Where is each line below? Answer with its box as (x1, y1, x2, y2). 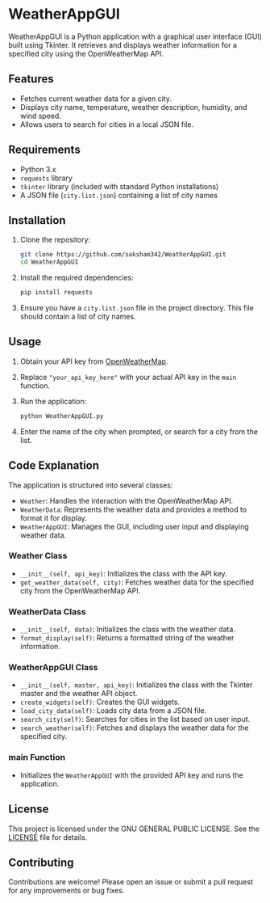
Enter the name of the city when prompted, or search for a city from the (19, 426, 258, 437)
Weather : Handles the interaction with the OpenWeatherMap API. (19, 496, 234, 505)
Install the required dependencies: (19, 272, 135, 283)
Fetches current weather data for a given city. (19, 94, 172, 103)
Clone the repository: (19, 235, 91, 245)
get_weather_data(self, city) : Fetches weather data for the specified (19, 577, 254, 587)
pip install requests (19, 289, 93, 297)
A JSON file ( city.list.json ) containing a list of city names (19, 190, 218, 200)
